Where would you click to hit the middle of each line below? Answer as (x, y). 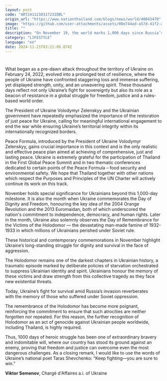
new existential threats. (29, 281)
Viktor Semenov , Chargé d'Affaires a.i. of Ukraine (56, 373)
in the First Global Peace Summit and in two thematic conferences (73, 162)
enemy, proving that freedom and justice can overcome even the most (77, 348)
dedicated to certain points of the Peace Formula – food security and (76, 168)
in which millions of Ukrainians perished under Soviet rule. (76, 230)
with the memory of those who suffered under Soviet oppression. (72, 296)
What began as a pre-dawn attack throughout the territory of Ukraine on (79, 69)
